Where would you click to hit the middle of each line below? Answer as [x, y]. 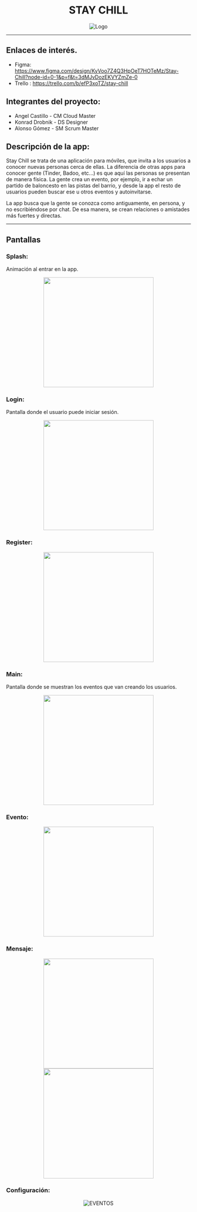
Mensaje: [20, 949]
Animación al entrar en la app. [42, 269]
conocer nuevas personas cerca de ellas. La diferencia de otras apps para [96, 167]
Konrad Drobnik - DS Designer [51, 122]
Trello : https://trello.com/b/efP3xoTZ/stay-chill [71, 83]
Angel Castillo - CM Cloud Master [55, 116]
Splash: [17, 256]
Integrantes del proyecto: [53, 102]
